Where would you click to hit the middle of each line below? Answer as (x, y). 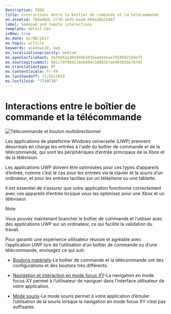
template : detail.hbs (28, 29)
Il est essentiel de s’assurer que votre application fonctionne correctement (83, 188)
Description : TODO (25, 10)
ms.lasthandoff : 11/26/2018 (35, 76)
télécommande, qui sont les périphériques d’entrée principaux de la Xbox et (85, 152)
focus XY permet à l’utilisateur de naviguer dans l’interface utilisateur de (89, 280)
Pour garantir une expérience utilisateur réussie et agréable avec (73, 239)
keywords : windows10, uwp (33, 48)
